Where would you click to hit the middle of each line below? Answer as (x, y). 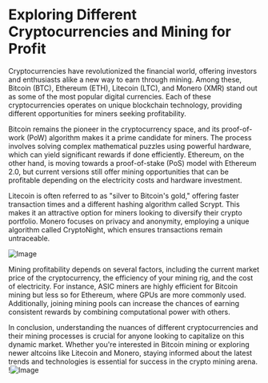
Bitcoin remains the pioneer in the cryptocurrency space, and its (114, 129)
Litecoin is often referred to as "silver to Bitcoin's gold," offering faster (124, 196)
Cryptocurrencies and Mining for (120, 32)
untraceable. (29, 238)
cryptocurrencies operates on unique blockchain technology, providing (125, 105)
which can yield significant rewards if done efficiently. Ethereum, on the (126, 155)
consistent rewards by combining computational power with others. (119, 312)
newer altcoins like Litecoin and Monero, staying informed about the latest (130, 353)
